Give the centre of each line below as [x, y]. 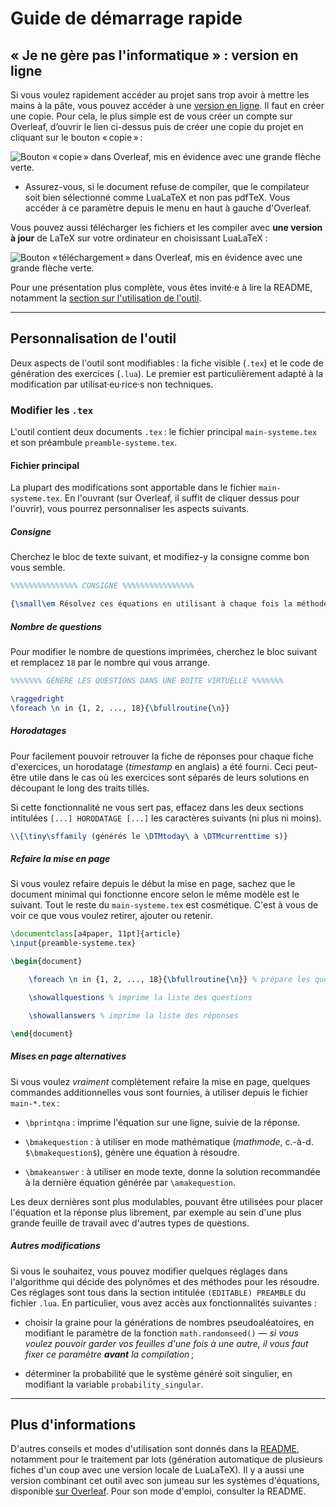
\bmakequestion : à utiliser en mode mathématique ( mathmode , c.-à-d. [169, 1141]
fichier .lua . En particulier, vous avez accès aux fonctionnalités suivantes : [163, 1303]
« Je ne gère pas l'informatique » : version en [154, 55]
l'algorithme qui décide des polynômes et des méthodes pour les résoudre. [165, 1281]
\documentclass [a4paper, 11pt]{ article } [96, 934]
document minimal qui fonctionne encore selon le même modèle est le [155, 894]
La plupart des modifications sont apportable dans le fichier [133, 488]
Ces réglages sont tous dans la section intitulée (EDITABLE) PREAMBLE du [158, 1292]
